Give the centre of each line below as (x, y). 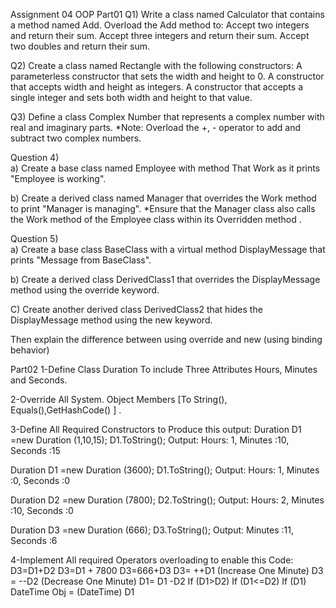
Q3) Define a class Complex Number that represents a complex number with (167, 117)
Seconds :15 (35, 450)
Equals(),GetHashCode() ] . (66, 410)
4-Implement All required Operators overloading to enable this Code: (152, 560)
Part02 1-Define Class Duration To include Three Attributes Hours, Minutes (164, 369)
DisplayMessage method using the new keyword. (111, 320)
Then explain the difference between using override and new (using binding (166, 339)
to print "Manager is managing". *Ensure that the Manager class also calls (163, 208)
